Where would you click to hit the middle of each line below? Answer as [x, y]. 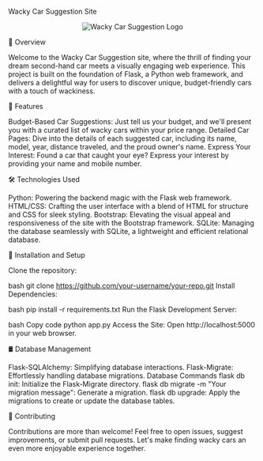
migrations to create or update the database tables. [92, 401]
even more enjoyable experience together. [77, 448]
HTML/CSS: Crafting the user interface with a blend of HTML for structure [128, 206]
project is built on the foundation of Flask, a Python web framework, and [126, 74]
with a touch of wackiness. [52, 91]
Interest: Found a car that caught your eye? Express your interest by [118, 155]
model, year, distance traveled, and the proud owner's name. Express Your [130, 147]
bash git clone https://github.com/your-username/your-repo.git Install [122, 285]
